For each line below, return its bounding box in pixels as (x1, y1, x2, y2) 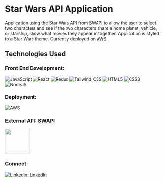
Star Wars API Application (5, 3, 113, 15)
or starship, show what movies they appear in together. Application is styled (5, 30, 159, 36)
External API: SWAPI (5, 117, 55, 124)
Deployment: (5, 93, 37, 100)
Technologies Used (5, 50, 66, 58)
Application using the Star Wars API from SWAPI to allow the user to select (5, 20, 157, 26)
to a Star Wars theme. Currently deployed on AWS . (5, 36, 108, 42)
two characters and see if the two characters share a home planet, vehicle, (5, 25, 157, 31)
